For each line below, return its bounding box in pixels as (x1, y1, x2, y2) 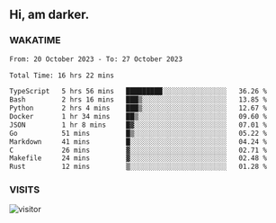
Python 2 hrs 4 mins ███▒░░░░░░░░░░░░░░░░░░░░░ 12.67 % (9, 103, 268, 113)
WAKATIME (9, 34, 61, 47)
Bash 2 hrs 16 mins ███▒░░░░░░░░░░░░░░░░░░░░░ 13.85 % (9, 95, 268, 104)
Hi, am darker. (9, 7, 90, 22)
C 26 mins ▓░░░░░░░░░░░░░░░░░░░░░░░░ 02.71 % (9, 146, 268, 155)
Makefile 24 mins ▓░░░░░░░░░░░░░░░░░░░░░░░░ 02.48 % (9, 154, 268, 163)
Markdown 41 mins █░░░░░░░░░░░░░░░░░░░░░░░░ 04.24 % (9, 137, 268, 147)
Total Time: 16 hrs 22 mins (9, 71, 115, 80)
